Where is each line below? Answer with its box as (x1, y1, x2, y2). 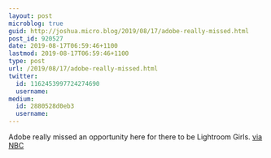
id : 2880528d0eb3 (15, 102, 75, 110)
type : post (8, 58, 46, 66)
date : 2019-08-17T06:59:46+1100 (8, 42, 118, 50)
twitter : (8, 72, 38, 80)
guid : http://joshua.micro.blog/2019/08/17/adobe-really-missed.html (8, 27, 250, 35)
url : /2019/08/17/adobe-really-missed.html (8, 65, 159, 73)
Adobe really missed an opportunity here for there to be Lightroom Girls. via (8, 132, 263, 142)
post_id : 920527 (8, 34, 63, 43)
